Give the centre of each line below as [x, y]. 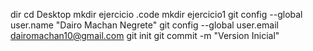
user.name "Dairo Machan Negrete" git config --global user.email [144, 25]
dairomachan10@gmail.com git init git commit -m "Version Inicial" [145, 35]
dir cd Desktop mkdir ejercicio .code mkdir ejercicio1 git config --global [156, 14]
